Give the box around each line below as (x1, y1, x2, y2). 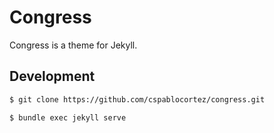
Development (9, 68, 96, 85)
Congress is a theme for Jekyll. (9, 39, 138, 51)
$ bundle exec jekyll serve (9, 112, 127, 123)
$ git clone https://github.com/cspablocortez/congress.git (9, 94, 266, 105)
